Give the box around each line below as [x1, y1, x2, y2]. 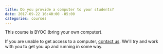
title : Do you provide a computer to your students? [5, 7, 114, 12]
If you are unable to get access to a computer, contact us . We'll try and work [5, 39, 158, 44]
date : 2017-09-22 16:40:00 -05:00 [5, 12, 75, 16]
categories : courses [5, 16, 47, 21]
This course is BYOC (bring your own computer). [5, 29, 103, 35]
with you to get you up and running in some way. [5, 44, 103, 50]
